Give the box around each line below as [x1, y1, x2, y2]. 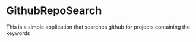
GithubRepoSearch [6, 4, 102, 17]
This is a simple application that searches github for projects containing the [6, 23, 190, 30]
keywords [6, 29, 30, 36]
